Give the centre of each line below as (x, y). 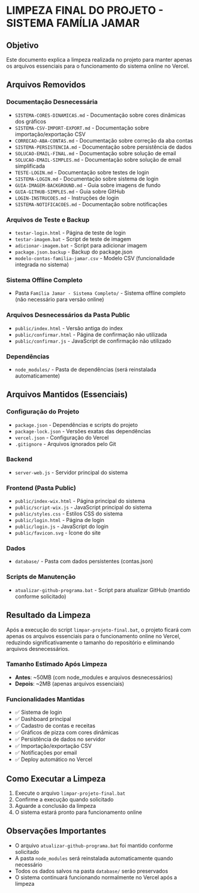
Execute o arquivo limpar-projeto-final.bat (70, 793)
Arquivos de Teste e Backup (48, 219)
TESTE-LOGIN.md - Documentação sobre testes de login (82, 172)
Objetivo (22, 45)
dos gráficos (31, 121)
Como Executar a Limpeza (56, 779)
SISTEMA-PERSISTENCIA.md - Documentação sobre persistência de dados (103, 147)
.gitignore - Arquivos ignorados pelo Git (65, 444)
